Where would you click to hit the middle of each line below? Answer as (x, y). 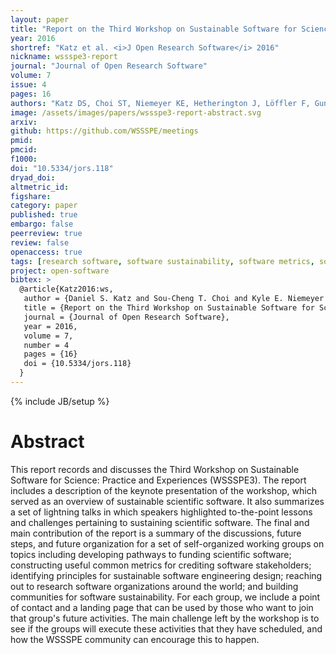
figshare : (31, 196)
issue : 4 (28, 85)
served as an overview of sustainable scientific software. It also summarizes (167, 501)
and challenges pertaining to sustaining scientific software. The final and (160, 522)
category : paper (44, 206)
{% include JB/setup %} (60, 401)
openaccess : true (46, 252)
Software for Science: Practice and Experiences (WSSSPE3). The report (158, 480)
